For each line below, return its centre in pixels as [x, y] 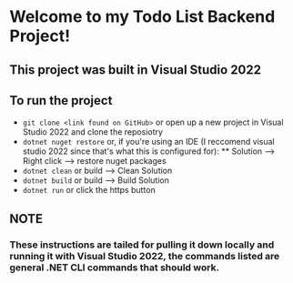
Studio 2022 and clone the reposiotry [93, 132]
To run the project [61, 101]
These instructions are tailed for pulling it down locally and [142, 245]
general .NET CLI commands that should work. [115, 268]
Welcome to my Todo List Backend [142, 17]
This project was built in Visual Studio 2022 [136, 70]
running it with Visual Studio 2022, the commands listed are [145, 256]
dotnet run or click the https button [89, 190]
